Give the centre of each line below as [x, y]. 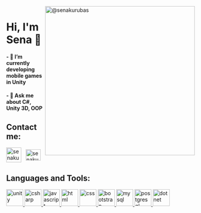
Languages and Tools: [48, 178]
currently [18, 63]
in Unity [16, 82]
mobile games [24, 75]
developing [20, 69]
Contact [22, 127]
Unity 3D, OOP [25, 108]
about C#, [19, 102]
